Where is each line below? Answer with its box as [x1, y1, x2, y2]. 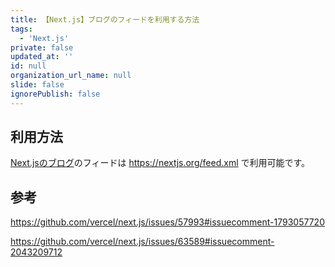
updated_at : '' [10, 52, 74, 62]
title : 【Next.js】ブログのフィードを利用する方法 [10, 14, 200, 25]
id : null [10, 61, 47, 71]
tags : [10, 24, 33, 34]
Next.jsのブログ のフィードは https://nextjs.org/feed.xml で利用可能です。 [10, 157, 311, 169]
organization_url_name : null [10, 71, 132, 81]
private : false [10, 42, 74, 53]
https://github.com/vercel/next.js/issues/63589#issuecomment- [10, 236, 275, 248]
